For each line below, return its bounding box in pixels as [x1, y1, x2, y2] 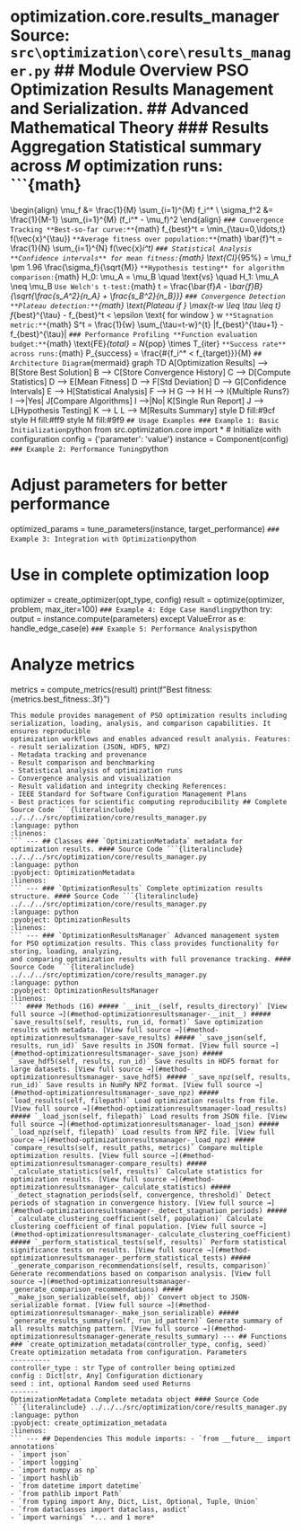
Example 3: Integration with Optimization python [10, 533, 197, 544]
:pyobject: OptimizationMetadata [10, 868, 135, 877]
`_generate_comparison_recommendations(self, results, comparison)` [10, 1261, 271, 1270]
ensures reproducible [10, 726, 91, 736]
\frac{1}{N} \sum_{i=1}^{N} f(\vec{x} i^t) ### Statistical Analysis [10, 243, 253, 253]
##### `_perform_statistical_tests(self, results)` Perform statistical [10, 1237, 288, 1246]
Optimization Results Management [10, 79, 274, 100]
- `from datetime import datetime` [10, 1481, 143, 1491]
